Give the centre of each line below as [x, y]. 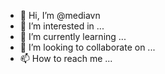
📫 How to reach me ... [66, 58]
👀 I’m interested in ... [62, 26]
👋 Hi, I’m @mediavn [60, 15]
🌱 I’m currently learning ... [73, 36]
